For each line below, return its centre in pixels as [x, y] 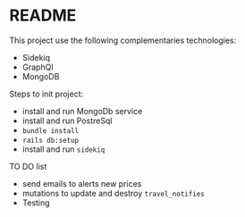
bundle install [51, 130]
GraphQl [38, 67]
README [43, 16]
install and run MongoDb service [82, 111]
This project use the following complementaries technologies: [123, 40]
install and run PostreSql [67, 121]
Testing [36, 203]
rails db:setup [51, 140]
